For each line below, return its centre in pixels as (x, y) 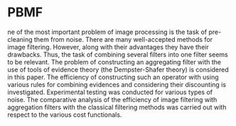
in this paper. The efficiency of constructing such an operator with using (113, 77)
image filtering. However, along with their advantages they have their (108, 47)
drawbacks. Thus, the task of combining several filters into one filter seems (118, 55)
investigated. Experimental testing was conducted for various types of (110, 92)
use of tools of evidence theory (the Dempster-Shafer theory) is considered (118, 69)
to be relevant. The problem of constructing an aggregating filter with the (114, 62)
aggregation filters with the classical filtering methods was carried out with (117, 107)
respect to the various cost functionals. (65, 115)
